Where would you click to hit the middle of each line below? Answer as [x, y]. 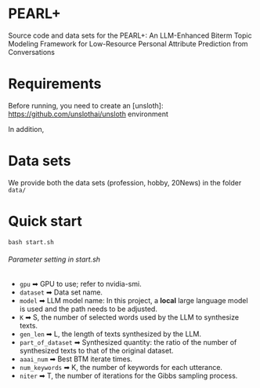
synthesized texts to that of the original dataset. [96, 350]
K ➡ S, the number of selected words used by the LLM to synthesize [129, 317]
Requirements [55, 84]
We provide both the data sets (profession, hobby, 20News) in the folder [125, 182]
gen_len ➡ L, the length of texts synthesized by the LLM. [110, 334]
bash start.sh [31, 242]
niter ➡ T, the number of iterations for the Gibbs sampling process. [128, 375]
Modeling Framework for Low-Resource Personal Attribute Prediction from [128, 43]
